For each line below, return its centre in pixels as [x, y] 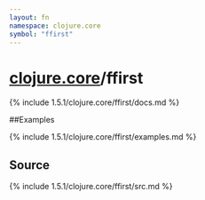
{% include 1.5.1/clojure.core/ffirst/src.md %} [91, 187]
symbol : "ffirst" [41, 34]
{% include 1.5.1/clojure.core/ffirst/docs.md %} [95, 102]
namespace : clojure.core [55, 26]
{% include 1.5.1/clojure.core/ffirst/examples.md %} [103, 137]
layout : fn [29, 17]
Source [30, 165]
